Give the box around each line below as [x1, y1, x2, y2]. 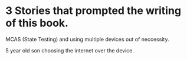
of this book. [5, 16, 69, 30]
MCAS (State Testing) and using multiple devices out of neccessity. [5, 36, 169, 43]
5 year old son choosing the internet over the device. [5, 47, 134, 54]
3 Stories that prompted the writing [5, 4, 181, 17]
